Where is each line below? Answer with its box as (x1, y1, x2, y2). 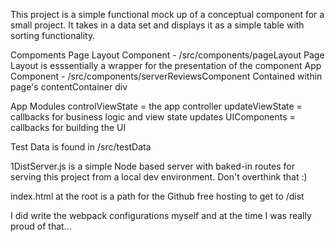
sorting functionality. (10, 30, 96, 41)
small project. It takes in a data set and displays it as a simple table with (10, 19, 305, 31)
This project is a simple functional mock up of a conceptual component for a (10, 9, 325, 20)
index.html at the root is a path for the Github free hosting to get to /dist (10, 190, 305, 202)
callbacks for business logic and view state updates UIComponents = (10, 111, 296, 123)
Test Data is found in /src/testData (10, 141, 152, 153)
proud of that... (10, 220, 72, 232)
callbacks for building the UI (10, 122, 127, 133)
